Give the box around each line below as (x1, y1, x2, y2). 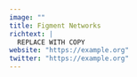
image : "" (9, 12, 46, 22)
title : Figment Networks (9, 21, 101, 30)
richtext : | (9, 29, 53, 38)
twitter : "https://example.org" (9, 54, 129, 63)
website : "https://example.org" (9, 46, 129, 55)
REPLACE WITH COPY (17, 37, 86, 47)
